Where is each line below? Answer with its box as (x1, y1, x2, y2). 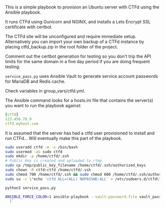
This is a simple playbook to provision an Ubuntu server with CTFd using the (5, 4, 160, 10)
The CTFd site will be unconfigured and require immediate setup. (5, 34, 137, 39)
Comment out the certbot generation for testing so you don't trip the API (5, 53, 151, 59)
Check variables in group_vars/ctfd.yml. (5, 88, 85, 93)
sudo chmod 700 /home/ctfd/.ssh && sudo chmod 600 (5, 172, 111, 177)
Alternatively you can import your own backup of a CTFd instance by (5, 39, 144, 45)
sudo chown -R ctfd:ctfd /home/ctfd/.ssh (5, 167, 91, 172)
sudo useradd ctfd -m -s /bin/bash (5, 144, 78, 150)
